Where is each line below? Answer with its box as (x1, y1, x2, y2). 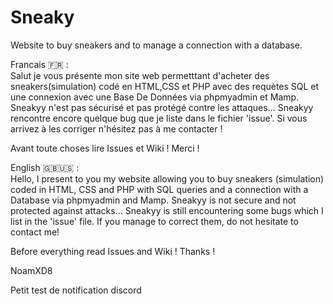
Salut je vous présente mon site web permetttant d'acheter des (10, 69, 270, 81)
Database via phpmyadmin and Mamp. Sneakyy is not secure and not (10, 194, 297, 206)
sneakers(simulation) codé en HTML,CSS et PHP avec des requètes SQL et (10, 80, 320, 92)
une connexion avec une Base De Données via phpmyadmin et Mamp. (10, 91, 300, 103)
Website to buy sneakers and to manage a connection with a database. (10, 39, 303, 51)
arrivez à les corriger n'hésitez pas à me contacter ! (10, 122, 223, 135)
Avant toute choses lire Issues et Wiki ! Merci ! (10, 142, 200, 154)
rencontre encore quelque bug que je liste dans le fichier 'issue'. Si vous (10, 112, 308, 124)
